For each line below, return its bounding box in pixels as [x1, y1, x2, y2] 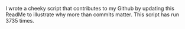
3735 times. [5, 17, 35, 24]
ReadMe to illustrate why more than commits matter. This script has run [5, 11, 180, 18]
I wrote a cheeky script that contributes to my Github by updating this [5, 5, 175, 12]
